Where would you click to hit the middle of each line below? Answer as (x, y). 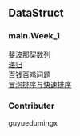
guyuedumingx (33, 122)
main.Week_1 (34, 36)
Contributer (32, 106)
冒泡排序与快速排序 (40, 84)
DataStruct (36, 13)
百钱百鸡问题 (29, 74)
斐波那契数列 (29, 54)
